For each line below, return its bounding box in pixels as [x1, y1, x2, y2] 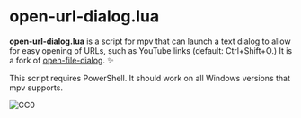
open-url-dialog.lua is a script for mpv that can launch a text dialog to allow [9, 36, 291, 46]
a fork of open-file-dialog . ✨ [9, 55, 114, 65]
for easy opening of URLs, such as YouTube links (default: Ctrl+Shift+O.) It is [9, 45, 293, 55]
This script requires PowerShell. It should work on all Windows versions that [9, 72, 290, 83]
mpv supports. [9, 82, 63, 93]
